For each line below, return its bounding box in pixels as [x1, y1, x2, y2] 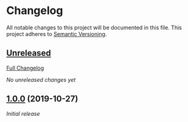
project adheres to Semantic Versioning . [6, 30, 107, 37]
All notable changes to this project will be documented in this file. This [6, 24, 183, 31]
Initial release [6, 110, 40, 117]
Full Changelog [6, 64, 44, 71]
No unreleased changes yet [6, 76, 76, 83]
